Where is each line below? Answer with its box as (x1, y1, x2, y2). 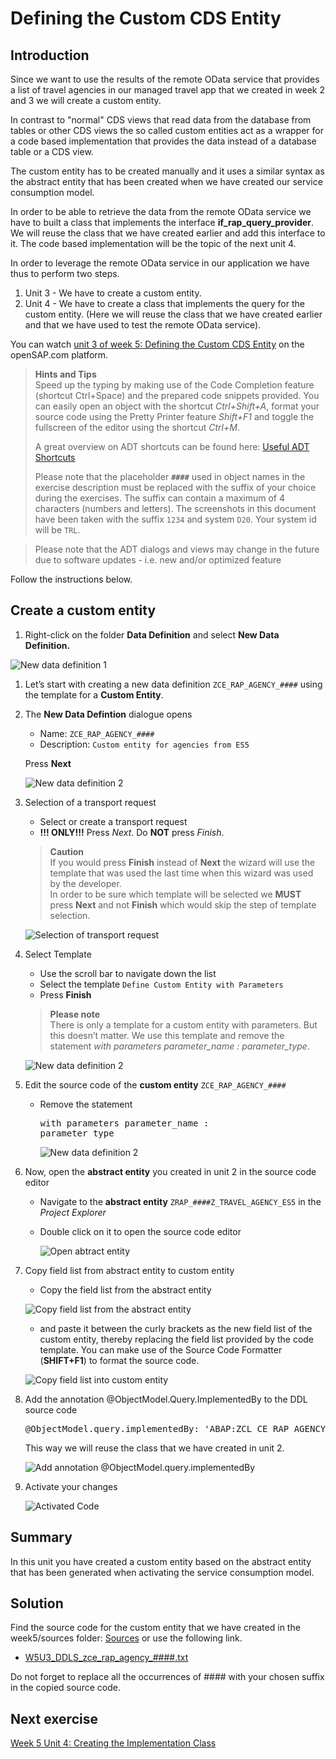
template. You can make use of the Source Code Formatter (39, 1343, 283, 1356)
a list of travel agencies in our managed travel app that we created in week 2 (10, 84, 326, 96)
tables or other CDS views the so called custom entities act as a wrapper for (10, 125, 324, 136)
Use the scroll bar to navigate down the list (39, 967, 217, 979)
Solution (10, 1595, 64, 1612)
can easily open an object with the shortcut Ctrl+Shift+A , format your (34, 400, 320, 412)
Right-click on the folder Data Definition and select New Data (24, 628, 280, 641)
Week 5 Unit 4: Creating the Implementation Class (10, 1737, 217, 1749)
